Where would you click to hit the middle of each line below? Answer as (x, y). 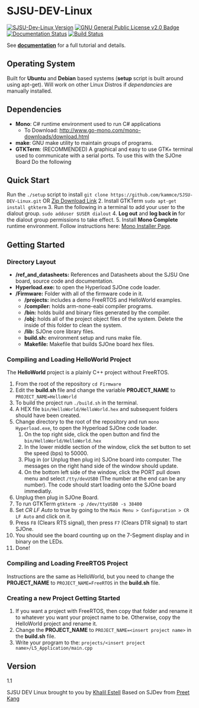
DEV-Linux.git (24, 201)
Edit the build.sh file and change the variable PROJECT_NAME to (95, 390)
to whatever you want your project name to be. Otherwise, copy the (98, 617)
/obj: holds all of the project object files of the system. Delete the (103, 319)
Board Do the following (43, 162)
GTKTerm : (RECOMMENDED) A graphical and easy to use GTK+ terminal (104, 149)
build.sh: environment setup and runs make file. (83, 338)
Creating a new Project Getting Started (63, 598)
